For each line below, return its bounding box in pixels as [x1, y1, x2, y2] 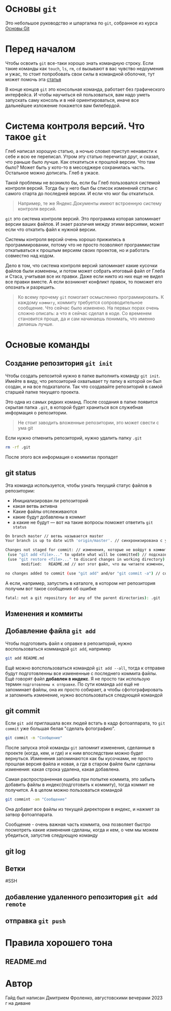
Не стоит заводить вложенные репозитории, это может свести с [17, 419, 159, 426]
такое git [5, 131, 47, 143]
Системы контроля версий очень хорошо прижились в [5, 236, 126, 242]
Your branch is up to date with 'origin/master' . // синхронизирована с [5, 538, 163, 543]
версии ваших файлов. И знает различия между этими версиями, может [5, 221, 164, 227]
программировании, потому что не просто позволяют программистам [5, 242, 160, 248]
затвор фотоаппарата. [5, 812, 53, 818]
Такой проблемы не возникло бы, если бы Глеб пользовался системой [5, 179, 160, 186]
